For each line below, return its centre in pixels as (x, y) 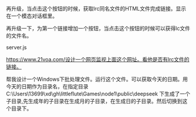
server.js (17, 47)
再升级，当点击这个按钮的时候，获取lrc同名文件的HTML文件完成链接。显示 (96, 8)
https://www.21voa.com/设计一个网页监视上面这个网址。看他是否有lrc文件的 (98, 59)
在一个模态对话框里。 (32, 16)
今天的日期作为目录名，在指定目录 (47, 86)
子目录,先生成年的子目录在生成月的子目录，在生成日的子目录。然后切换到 (94, 101)
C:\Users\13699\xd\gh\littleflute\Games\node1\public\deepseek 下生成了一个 (98, 94)
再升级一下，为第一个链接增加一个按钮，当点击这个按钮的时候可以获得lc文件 (98, 28)
